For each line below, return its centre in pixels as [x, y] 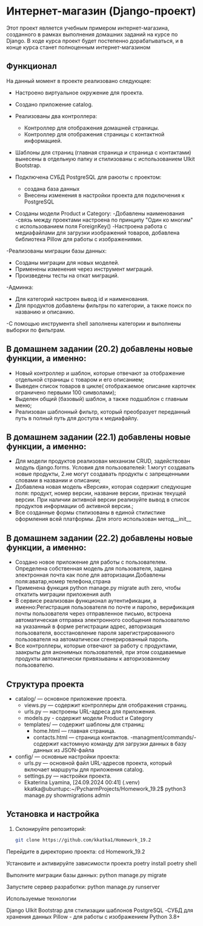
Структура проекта [45, 684]
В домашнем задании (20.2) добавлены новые [100, 349]
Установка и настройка [53, 814]
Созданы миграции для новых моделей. [67, 262]
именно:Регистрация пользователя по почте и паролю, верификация [105, 607]
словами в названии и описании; [58, 480]
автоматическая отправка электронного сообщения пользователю [102, 620]
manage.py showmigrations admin [67, 795]
